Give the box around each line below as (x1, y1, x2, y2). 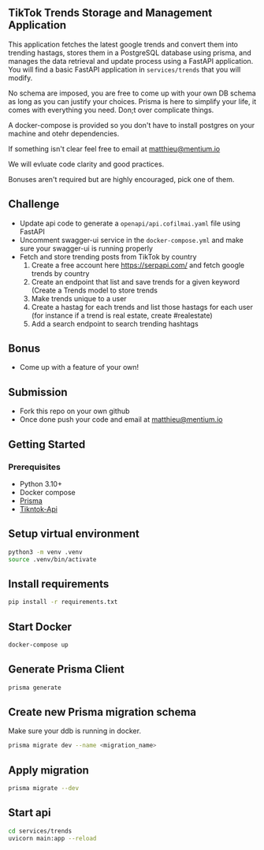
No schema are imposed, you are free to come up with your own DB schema (8, 88, 256, 98)
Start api (8, 806, 51, 819)
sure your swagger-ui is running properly (19, 244, 154, 253)
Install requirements (8, 577, 110, 591)
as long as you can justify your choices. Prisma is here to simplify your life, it (8, 96, 257, 106)
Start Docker (8, 620, 73, 633)
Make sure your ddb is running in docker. (8, 726, 142, 736)
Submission (8, 386, 69, 399)
